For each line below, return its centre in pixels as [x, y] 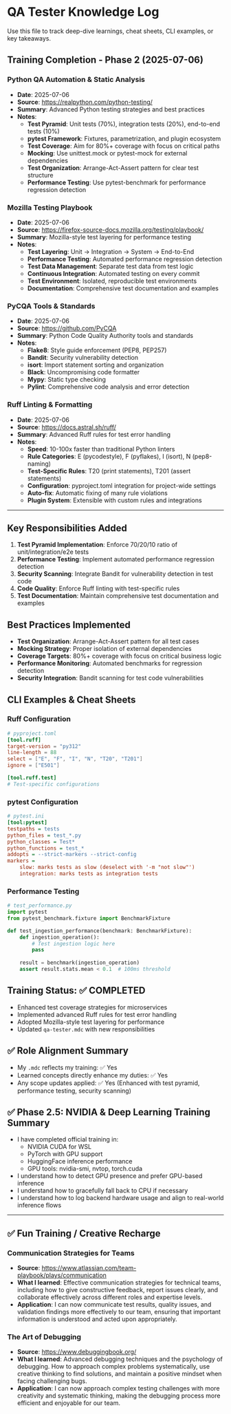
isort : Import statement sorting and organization [96, 365]
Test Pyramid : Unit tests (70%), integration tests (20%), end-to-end [124, 124]
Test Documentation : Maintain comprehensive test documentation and [118, 596]
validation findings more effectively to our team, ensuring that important [119, 1312]
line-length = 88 [32, 753]
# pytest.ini [26, 816]
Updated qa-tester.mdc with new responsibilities [86, 1029]
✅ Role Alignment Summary [68, 1051]
